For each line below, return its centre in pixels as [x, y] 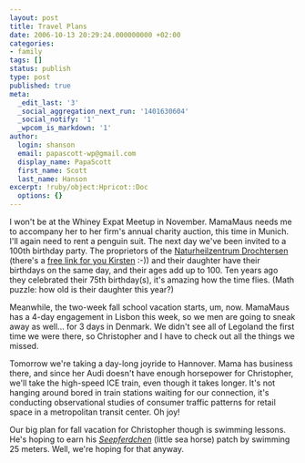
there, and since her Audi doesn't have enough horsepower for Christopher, [152, 373]
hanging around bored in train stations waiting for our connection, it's [139, 392]
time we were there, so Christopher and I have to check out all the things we [152, 336]
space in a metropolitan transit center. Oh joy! [95, 412]
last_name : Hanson [53, 179]
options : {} [41, 196]
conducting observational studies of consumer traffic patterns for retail [142, 402]
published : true [40, 86]
